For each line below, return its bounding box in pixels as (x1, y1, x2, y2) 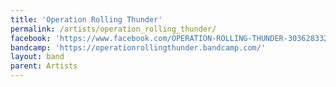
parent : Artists (10, 61, 78, 71)
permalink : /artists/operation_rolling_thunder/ (10, 24, 217, 34)
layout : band (10, 52, 65, 62)
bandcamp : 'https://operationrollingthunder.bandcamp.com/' (10, 42, 267, 53)
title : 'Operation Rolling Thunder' (10, 14, 163, 25)
